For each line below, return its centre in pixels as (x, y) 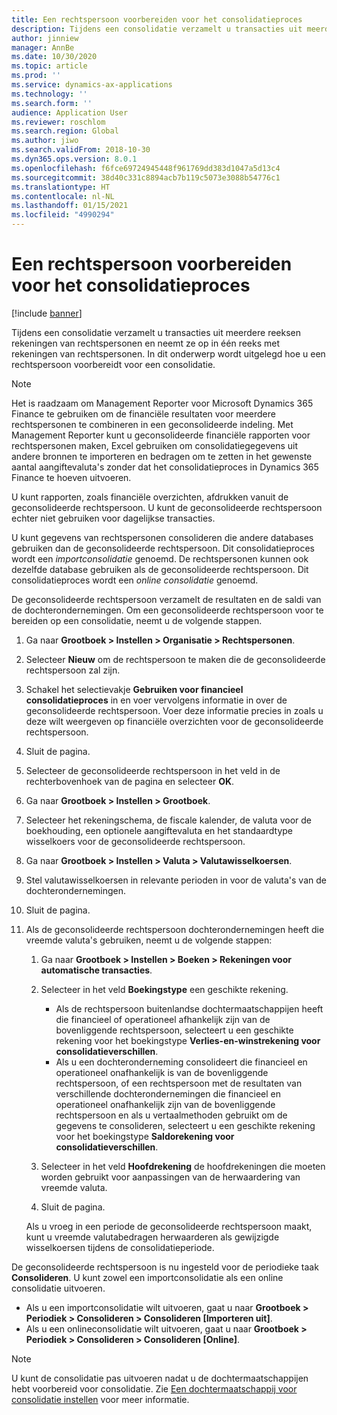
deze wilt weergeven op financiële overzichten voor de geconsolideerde (174, 721)
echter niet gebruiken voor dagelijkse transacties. (113, 518)
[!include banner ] (47, 313)
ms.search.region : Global (65, 131)
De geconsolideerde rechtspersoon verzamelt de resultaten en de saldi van (166, 599)
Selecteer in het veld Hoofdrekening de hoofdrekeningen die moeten (183, 1166)
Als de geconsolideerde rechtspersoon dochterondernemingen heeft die (175, 929)
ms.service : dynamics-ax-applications (92, 85)
